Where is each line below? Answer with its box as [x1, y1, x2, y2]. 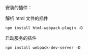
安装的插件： [5, 5, 32, 10]
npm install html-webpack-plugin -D [5, 25, 83, 31]
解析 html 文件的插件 [5, 15, 48, 21]
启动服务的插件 [5, 35, 37, 41]
